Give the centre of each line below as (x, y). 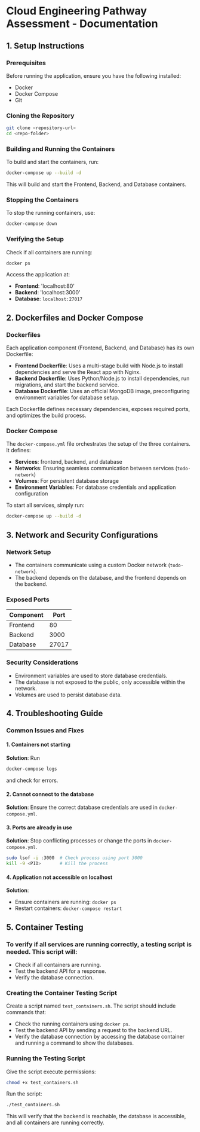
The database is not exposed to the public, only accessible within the (100, 682)
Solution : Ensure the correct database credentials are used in (82, 807)
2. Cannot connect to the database (50, 794)
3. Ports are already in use (39, 827)
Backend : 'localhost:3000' (47, 293)
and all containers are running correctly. (55, 1122)
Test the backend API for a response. (60, 971)
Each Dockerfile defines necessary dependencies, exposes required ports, (98, 409)
